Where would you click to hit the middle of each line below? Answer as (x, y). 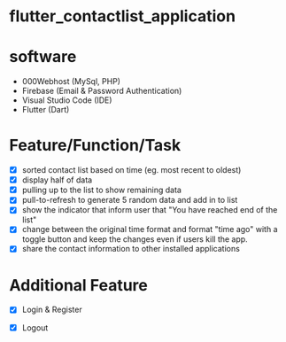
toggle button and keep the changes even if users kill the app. (135, 239)
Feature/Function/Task (95, 146)
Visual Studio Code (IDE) (67, 100)
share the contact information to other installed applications (131, 249)
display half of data (57, 180)
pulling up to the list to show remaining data (101, 190)
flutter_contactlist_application (123, 16)
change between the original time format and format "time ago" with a (150, 229)
